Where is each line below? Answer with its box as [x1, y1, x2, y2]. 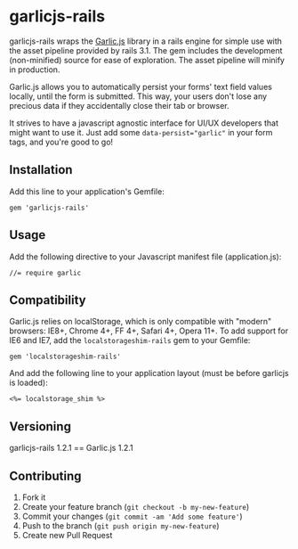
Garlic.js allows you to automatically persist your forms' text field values [9, 81, 273, 92]
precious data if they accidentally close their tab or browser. [9, 100, 230, 111]
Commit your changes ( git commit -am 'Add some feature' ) [21, 511, 243, 521]
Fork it [21, 492, 46, 503]
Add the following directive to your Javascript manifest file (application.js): [9, 251, 282, 262]
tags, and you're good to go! [9, 136, 114, 147]
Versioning [9, 419, 71, 434]
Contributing [9, 468, 82, 483]
